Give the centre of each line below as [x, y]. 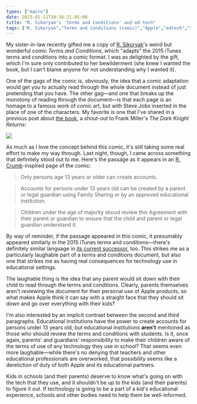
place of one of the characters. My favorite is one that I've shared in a [90, 112]
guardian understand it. [49, 225]
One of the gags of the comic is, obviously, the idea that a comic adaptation [97, 81]
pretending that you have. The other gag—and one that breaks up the [90, 93]
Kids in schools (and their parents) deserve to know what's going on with [94, 376]
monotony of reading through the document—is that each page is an [89, 100]
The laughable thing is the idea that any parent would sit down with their [93, 279]
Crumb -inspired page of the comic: [49, 166]
